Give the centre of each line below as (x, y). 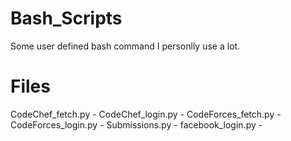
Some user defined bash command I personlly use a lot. (125, 46)
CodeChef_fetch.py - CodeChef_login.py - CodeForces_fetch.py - (146, 114)
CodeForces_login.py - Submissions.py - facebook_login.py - (136, 124)
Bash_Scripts (66, 18)
